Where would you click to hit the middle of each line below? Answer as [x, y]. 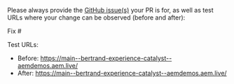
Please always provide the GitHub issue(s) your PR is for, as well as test [110, 10]
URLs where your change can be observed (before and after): [96, 17]
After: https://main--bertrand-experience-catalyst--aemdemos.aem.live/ [122, 73]
